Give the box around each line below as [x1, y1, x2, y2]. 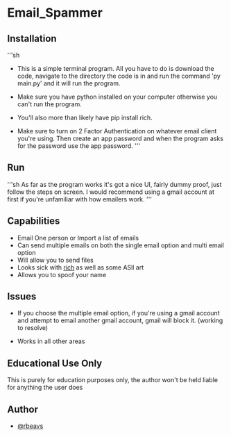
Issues [7, 290, 37, 303]
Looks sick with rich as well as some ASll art [17, 263, 144, 272]
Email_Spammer [7, 5, 103, 21]
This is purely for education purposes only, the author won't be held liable [7, 376, 219, 384]
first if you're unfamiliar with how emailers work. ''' [7, 195, 153, 203]
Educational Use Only [7, 357, 103, 369]
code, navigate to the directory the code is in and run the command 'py [17, 72, 221, 80]
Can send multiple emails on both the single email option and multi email [17, 241, 224, 249]
